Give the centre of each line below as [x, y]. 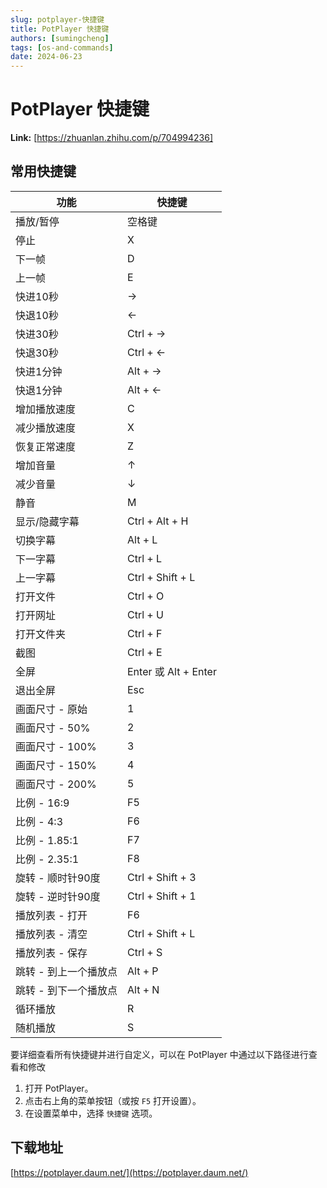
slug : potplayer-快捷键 [57, 19]
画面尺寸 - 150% [56, 765]
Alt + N [143, 989]
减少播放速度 [46, 428]
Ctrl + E [144, 652]
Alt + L [142, 539]
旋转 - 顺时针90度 [58, 878]
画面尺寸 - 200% [56, 784]
